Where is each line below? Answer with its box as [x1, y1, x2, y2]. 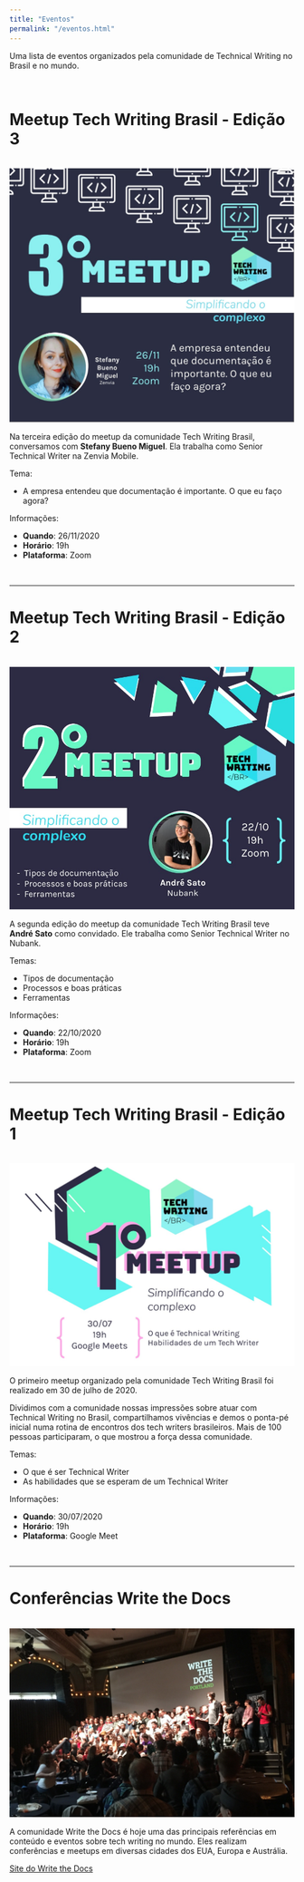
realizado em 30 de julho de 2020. [9, 1385, 138, 1396]
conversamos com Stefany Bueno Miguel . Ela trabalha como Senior [9, 441, 263, 451]
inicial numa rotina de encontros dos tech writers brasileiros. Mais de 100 [9, 1421, 282, 1432]
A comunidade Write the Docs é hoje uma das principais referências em [9, 1827, 278, 1838]
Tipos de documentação [22, 973, 115, 984]
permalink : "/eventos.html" [9, 24, 116, 34]
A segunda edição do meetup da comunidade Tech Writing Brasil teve [9, 918, 270, 929]
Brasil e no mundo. [9, 60, 80, 71]
